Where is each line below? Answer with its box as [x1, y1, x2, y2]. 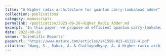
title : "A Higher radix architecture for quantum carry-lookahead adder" [5, 7, 161, 12]
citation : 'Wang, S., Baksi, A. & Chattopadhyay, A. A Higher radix [5, 43, 149, 48]
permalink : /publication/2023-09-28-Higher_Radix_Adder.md [5, 20, 129, 26]
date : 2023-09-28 [5, 30, 41, 35]
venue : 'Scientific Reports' [5, 35, 65, 39]
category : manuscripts [5, 16, 52, 21]
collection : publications [5, 12, 58, 17]
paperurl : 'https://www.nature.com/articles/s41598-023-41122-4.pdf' [5, 39, 152, 44]
